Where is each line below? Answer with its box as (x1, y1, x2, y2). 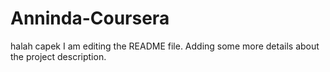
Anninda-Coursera (10, 7, 170, 30)
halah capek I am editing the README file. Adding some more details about (10, 40, 320, 52)
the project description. (10, 50, 107, 62)
